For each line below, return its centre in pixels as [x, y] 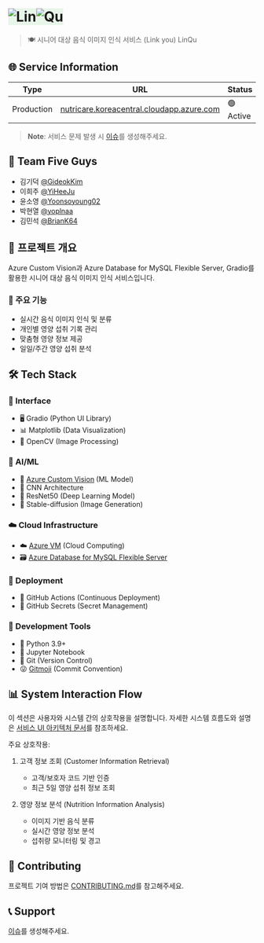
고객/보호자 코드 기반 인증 [70, 778]
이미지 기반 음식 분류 [63, 821]
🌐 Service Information [64, 67]
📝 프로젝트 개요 [42, 248]
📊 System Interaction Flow [75, 694]
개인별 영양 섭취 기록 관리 [59, 328]
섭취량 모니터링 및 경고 [66, 841]
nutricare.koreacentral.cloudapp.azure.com [140, 109]
